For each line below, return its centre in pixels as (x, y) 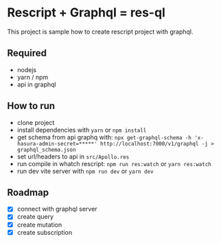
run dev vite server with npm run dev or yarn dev (85, 171)
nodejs (26, 69)
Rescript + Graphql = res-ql (86, 13)
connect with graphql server (57, 209)
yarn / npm (33, 77)
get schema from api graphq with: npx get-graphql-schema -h (104, 137)
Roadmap (28, 193)
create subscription (45, 232)
